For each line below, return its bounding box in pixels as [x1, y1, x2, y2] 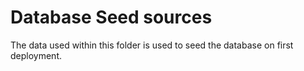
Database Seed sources [10, 6, 213, 29]
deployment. [10, 49, 62, 61]
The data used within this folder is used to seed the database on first [10, 39, 294, 51]
